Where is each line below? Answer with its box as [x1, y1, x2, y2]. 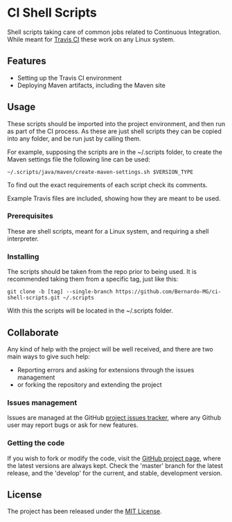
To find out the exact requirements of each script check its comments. [7, 180, 208, 189]
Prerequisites [7, 211, 53, 221]
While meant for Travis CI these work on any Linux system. [7, 35, 175, 43]
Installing [7, 252, 39, 261]
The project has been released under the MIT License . [7, 507, 163, 516]
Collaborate [7, 327, 59, 338]
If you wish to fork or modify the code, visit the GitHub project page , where [7, 454, 222, 462]
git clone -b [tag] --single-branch [7, 288, 113, 295]
